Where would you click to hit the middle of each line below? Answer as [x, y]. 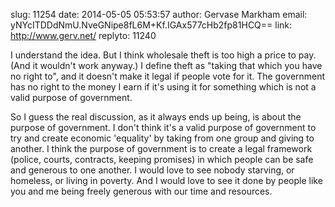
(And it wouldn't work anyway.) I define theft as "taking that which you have [166, 65]
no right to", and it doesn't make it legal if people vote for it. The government [168, 76]
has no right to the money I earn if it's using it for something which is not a [163, 87]
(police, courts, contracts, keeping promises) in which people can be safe [162, 159]
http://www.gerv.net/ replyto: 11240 [83, 35]
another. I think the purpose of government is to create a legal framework [161, 148]
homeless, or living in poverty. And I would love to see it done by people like [166, 180]
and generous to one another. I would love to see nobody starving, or [152, 170]
